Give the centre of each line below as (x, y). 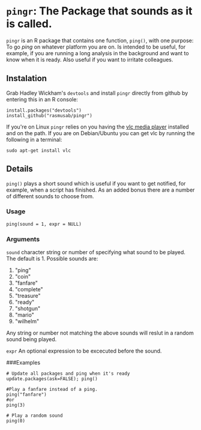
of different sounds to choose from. (50, 196)
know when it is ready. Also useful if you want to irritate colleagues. (90, 59)
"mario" (24, 315)
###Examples (23, 363)
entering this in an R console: (42, 99)
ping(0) (16, 421)
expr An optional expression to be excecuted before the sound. (84, 351)
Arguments (23, 239)
